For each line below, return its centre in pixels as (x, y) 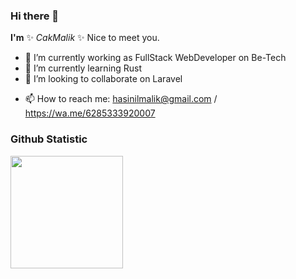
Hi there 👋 (35, 16)
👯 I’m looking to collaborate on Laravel (103, 79)
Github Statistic (49, 139)
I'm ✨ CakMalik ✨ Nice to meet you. (85, 38)
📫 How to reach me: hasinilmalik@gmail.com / (121, 99)
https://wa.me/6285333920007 (90, 113)
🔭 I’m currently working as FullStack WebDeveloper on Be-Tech (155, 58)
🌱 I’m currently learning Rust (83, 68)
